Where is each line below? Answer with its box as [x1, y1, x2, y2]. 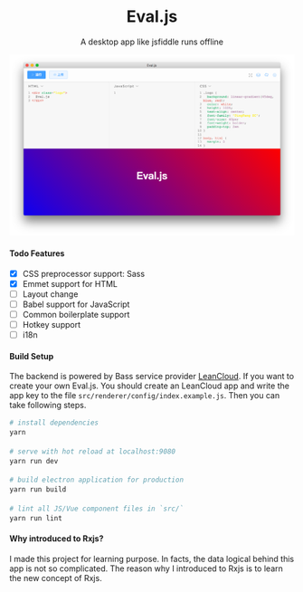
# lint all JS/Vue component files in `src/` [9, 504, 184, 513]
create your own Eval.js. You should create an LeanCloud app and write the [9, 380, 289, 391]
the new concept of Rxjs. [9, 573, 102, 584]
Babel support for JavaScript [22, 299, 130, 310]
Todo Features [9, 247, 65, 259]
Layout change [22, 288, 79, 300]
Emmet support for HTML [22, 278, 118, 289]
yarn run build [9, 485, 67, 494]
